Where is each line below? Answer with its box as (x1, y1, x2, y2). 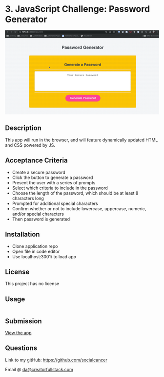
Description (5, 124, 41, 133)
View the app (5, 330, 32, 335)
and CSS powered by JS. (5, 142, 55, 148)
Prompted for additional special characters (12, 200, 98, 206)
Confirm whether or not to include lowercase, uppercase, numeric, (12, 205, 146, 211)
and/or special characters (12, 211, 64, 217)
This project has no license (5, 281, 60, 287)
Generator (5, 14, 47, 25)
